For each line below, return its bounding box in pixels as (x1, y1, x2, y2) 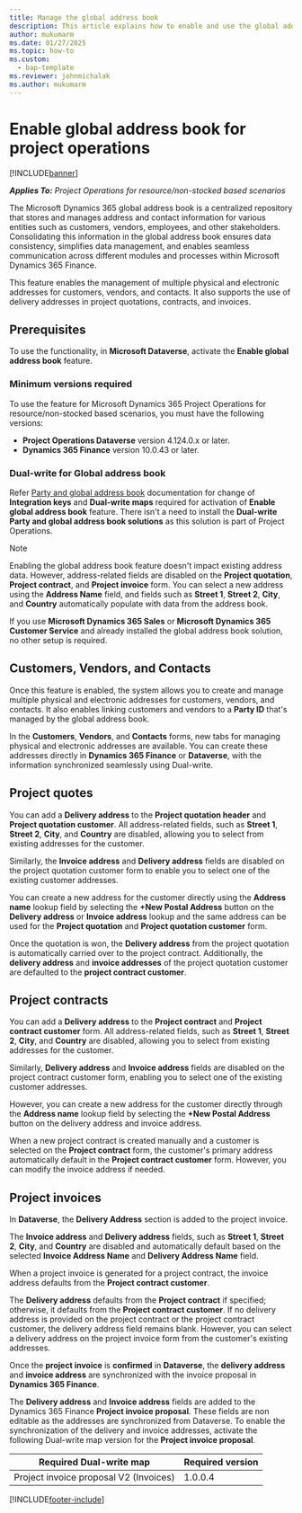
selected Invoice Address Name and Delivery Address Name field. (9, 1251, 259, 1261)
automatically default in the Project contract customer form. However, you (9, 1155, 288, 1165)
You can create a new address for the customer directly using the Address (9, 891, 286, 903)
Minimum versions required (9, 378, 133, 391)
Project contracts (9, 992, 109, 1007)
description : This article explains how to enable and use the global (9, 22, 280, 31)
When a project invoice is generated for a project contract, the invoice (9, 1268, 269, 1279)
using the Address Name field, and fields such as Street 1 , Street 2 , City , (9, 588, 280, 599)
